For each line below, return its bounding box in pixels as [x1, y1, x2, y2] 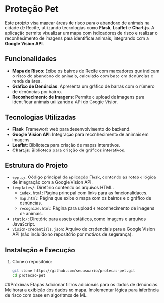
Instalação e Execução [5, 246, 75, 254]
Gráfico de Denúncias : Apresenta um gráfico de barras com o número [12, 83, 155, 89]
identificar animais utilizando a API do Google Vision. [12, 99, 119, 105]
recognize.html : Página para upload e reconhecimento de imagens [19, 205, 155, 211]
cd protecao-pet [12, 273, 46, 278]
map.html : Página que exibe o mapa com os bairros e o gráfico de [19, 195, 152, 201]
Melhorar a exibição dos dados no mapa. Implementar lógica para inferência [5, 287, 159, 293]
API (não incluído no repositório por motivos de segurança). [12, 231, 133, 237]
